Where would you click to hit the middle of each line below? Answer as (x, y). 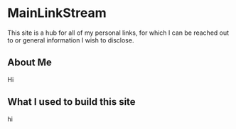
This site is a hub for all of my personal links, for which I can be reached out (118, 33)
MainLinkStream (57, 13)
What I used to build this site (72, 102)
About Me (29, 63)
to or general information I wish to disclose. (71, 40)
